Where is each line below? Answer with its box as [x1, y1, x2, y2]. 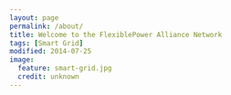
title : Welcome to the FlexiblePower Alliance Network [9, 30, 223, 39]
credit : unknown [17, 72, 79, 81]
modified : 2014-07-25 [9, 47, 92, 56]
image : [9, 55, 35, 64]
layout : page [9, 13, 59, 23]
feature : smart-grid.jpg [17, 64, 112, 73]
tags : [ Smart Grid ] [9, 38, 84, 48]
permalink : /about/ [9, 22, 84, 31]
